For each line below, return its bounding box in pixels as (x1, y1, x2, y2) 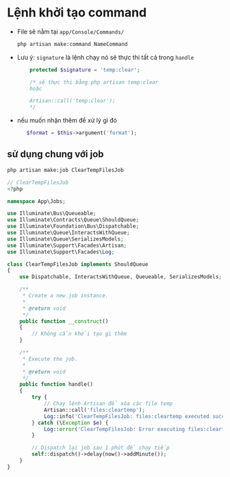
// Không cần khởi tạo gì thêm (31, 330, 127, 337)
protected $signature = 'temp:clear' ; (29, 66, 140, 73)
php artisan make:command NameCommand (16, 40, 128, 47)
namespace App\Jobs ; (7, 197, 66, 205)
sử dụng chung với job (7, 149, 104, 160)
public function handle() (19, 381, 94, 388)
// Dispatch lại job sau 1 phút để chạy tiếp (31, 444, 170, 452)
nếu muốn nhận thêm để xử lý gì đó (16, 117, 118, 125)
